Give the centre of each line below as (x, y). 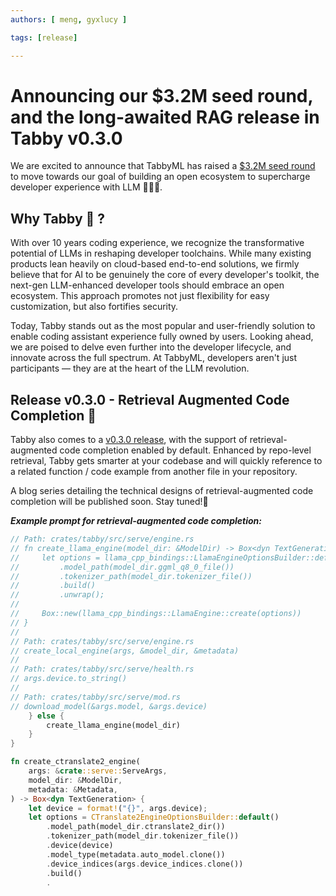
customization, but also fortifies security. (94, 307)
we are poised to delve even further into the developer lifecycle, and (151, 347)
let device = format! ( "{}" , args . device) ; (118, 808)
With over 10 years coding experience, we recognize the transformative (157, 243)
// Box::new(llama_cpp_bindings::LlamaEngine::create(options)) (156, 614)
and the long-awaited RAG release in (165, 117)
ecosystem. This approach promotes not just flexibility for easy (140, 296)
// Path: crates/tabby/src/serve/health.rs (102, 669)
